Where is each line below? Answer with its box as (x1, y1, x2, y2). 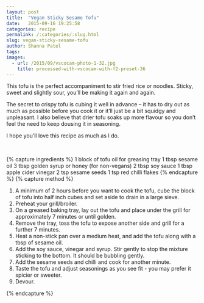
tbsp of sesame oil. (15, 239, 63, 246)
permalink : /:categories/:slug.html (6, 32, 99, 38)
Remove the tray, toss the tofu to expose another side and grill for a (15, 219, 185, 227)
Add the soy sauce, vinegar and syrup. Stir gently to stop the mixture (15, 246, 188, 253)
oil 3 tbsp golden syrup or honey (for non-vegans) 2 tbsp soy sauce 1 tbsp (6, 162, 193, 170)
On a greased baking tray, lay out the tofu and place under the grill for (15, 206, 191, 214)
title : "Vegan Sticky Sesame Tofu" (6, 15, 99, 21)
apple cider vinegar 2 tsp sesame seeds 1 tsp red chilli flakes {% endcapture (6, 169, 198, 176)
